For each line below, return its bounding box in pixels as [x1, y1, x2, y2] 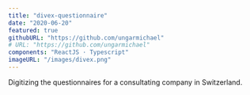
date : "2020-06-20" [8, 19, 73, 27]
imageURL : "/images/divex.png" [8, 56, 112, 64]
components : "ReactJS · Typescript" [8, 48, 129, 56]
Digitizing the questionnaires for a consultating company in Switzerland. [8, 77, 243, 87]
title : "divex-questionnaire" [8, 11, 108, 20]
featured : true [8, 26, 59, 34]
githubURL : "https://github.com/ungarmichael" [8, 33, 165, 42]
